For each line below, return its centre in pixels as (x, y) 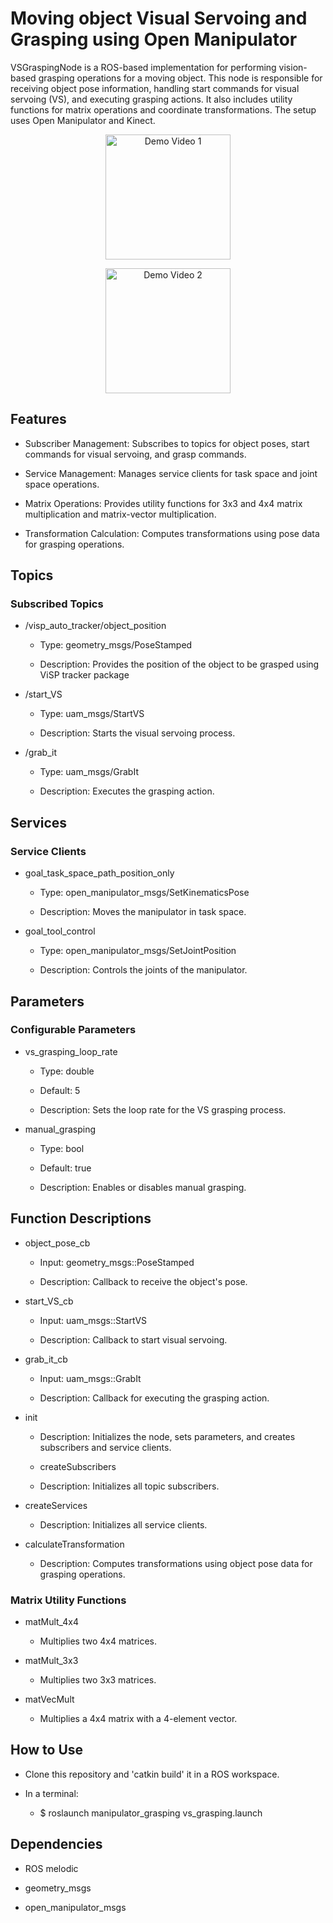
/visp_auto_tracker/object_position (95, 626)
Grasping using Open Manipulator (154, 39)
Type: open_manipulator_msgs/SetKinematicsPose (144, 893)
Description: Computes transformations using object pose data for (176, 1563)
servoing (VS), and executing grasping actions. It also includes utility (151, 99)
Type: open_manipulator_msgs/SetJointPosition (138, 951)
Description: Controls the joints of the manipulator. (143, 970)
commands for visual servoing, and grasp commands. (135, 454)
